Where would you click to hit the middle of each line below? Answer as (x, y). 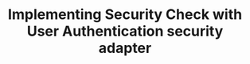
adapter (125, 48)
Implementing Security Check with (125, 15)
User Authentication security (125, 31)
